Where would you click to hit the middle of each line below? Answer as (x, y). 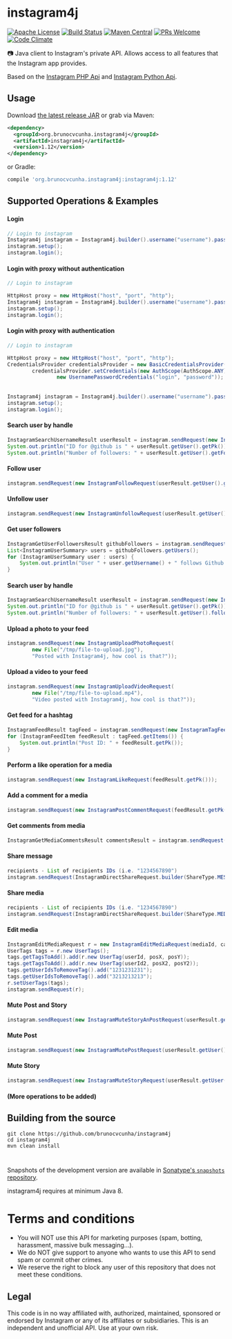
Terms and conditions (71, 1219)
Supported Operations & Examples (83, 201)
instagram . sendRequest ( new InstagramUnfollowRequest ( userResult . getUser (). (118, 513)
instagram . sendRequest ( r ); (46, 990)
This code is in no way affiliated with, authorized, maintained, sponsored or (114, 1313)
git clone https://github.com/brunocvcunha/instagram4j (89, 1134)
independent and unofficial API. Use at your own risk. (83, 1328)
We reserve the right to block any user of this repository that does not (116, 1268)
